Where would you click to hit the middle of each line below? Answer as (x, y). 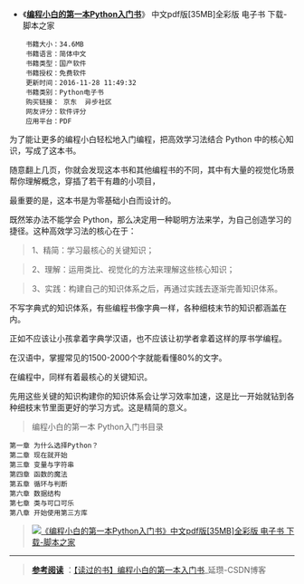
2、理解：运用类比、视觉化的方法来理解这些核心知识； (133, 269)
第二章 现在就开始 (38, 455)
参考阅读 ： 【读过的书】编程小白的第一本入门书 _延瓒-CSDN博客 (149, 570)
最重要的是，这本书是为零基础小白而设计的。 (93, 200)
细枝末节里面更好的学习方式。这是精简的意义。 (104, 407)
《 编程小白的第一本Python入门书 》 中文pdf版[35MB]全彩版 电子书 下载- (155, 14)
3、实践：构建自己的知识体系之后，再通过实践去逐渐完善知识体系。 (157, 288)
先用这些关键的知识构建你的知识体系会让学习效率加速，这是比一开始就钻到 (148, 396)
